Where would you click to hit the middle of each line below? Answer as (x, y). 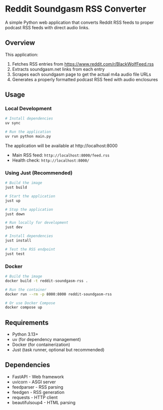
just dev (14, 227)
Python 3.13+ (25, 334)
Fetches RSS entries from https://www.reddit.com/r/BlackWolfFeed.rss (83, 64)
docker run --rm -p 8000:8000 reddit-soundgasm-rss (58, 294)
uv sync (13, 123)
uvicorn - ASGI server (34, 382)
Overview (20, 43)
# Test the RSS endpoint (30, 249)
